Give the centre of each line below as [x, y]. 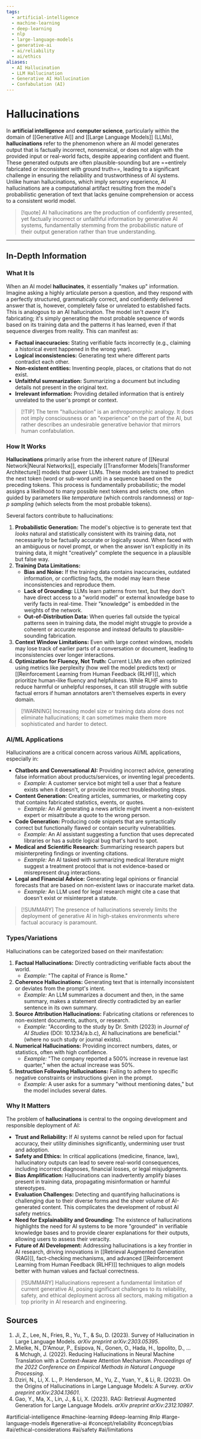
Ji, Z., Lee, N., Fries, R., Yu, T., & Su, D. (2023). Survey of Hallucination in [104, 1335]
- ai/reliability [33, 51]
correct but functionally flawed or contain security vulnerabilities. [95, 828]
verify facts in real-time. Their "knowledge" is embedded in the [101, 603]
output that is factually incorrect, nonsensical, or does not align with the [95, 149]
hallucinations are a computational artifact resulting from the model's [91, 188]
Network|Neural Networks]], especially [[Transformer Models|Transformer [98, 465]
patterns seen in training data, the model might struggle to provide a [108, 623]
